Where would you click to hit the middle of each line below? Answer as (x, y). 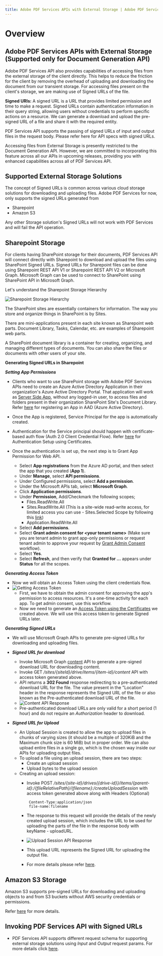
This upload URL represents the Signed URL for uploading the (88, 850)
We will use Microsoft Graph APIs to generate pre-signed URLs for (78, 638)
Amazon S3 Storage (36, 880)
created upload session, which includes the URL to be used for (89, 821)
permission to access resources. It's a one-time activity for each (84, 598)
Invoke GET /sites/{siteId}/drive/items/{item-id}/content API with (83, 672)
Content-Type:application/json (60, 802)
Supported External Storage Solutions (64, 176)
